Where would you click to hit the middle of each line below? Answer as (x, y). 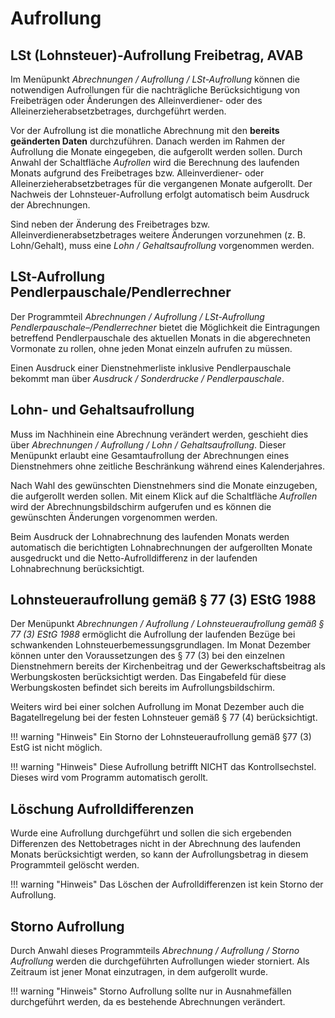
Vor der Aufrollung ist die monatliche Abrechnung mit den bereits (145, 130)
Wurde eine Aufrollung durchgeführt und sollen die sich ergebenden (151, 833)
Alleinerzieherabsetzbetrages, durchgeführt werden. (118, 111)
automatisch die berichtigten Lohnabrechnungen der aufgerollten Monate (161, 547)
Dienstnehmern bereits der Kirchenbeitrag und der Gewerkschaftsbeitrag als (168, 666)
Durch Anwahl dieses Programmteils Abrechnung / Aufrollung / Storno (155, 951)
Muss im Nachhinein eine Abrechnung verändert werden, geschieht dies (159, 434)
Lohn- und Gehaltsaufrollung (102, 410)
